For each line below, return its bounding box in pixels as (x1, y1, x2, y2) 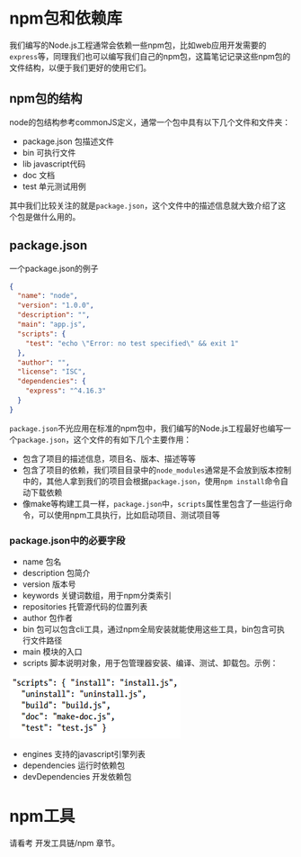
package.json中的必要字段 (9, 534, 126, 546)
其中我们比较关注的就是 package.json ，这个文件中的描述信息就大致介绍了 (9, 200, 279, 211)
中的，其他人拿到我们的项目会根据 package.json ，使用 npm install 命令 (22, 475, 281, 486)
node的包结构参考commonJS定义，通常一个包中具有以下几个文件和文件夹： (9, 116, 290, 127)
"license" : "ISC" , (17, 367, 87, 376)
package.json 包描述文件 (22, 136, 115, 147)
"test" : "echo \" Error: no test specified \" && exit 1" (25, 338, 240, 347)
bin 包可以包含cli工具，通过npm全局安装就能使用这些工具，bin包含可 (22, 624, 278, 635)
